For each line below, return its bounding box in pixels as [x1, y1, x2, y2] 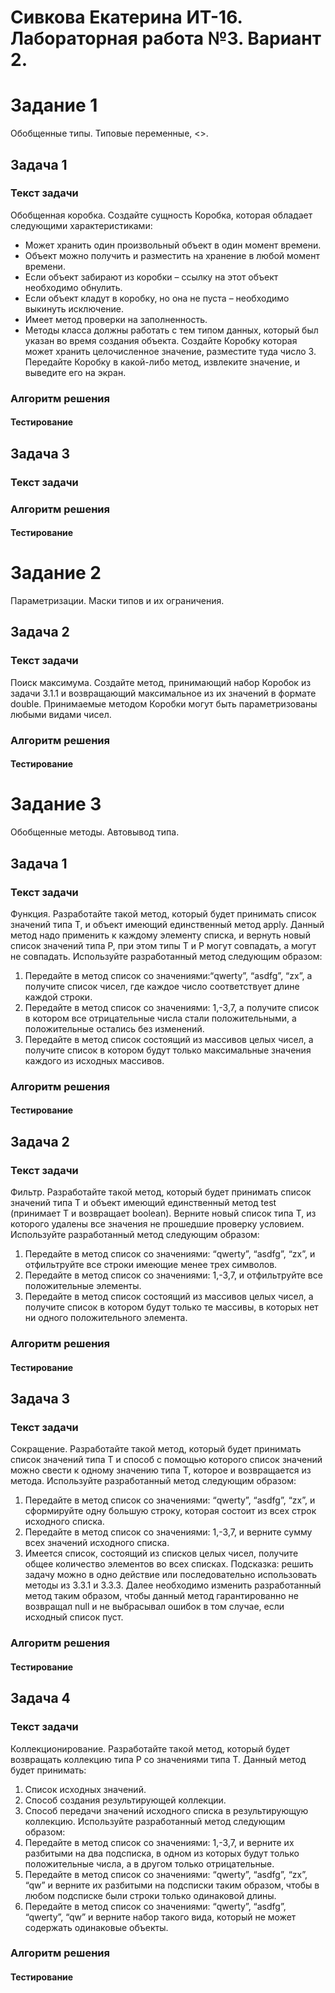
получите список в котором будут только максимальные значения [24, 1044, 312, 1056]
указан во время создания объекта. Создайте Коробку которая [24, 334, 298, 346]
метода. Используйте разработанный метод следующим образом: [10, 1475, 297, 1487]
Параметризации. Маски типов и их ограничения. [10, 595, 225, 607]
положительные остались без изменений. [24, 1022, 205, 1035]
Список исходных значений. [24, 1783, 147, 1795]
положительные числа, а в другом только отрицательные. [24, 1857, 275, 1870]
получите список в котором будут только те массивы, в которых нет [24, 1301, 319, 1313]
